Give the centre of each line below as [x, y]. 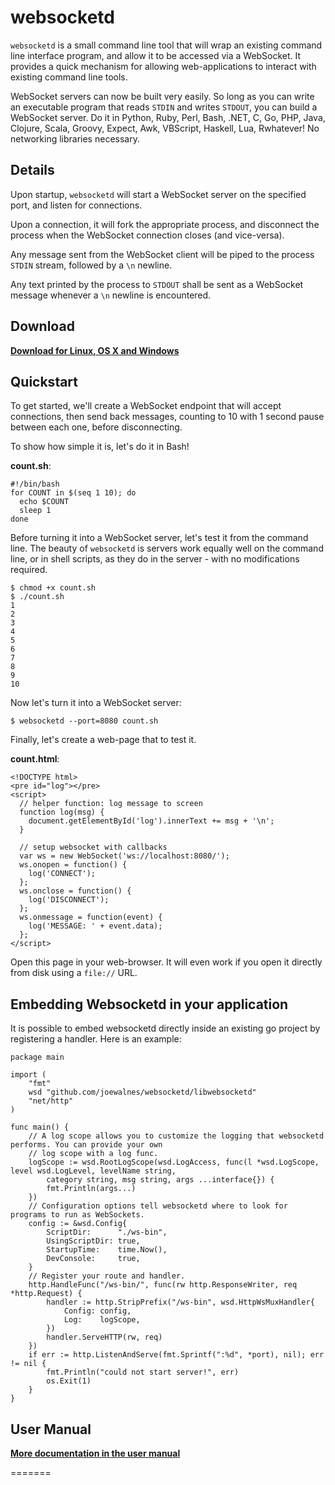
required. [29, 570]
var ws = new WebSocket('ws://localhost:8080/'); [124, 856]
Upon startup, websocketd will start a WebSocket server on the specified [158, 194]
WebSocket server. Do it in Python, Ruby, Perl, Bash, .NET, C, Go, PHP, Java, [168, 117]
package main [37, 1057]
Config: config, [97, 1311]
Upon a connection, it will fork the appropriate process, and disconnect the [165, 224]
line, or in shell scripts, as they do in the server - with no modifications [155, 559]
